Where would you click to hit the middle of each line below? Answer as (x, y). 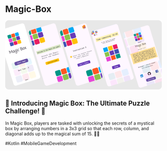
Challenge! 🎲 (25, 111)
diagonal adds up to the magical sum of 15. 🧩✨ (52, 134)
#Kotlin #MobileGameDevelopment (41, 143)
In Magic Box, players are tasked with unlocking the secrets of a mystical (80, 123)
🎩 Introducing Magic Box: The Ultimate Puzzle (78, 104)
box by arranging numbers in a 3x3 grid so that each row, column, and (77, 128)
